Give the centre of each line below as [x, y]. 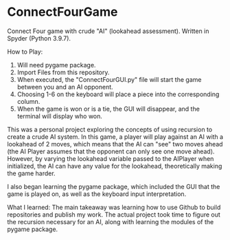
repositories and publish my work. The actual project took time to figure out [114, 215]
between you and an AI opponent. [65, 87]
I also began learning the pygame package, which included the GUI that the [114, 186]
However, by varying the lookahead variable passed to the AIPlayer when [111, 158]
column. [28, 101]
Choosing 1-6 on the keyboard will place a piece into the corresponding [118, 94]
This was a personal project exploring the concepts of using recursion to [110, 129]
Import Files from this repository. [63, 72]
